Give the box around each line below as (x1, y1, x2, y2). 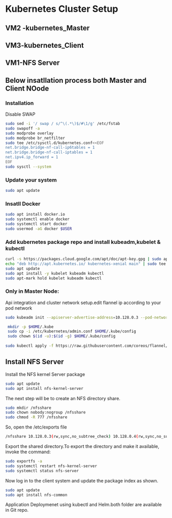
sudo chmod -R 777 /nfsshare (5, 415, 68, 420)
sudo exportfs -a (5, 459, 42, 464)
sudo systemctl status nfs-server (5, 468, 79, 473)
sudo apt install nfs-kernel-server (5, 386, 83, 391)
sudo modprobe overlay (5, 131, 54, 136)
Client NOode (5, 84, 49, 93)
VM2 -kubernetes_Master (5, 24, 90, 32)
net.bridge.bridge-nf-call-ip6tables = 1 (5, 145, 95, 150)
